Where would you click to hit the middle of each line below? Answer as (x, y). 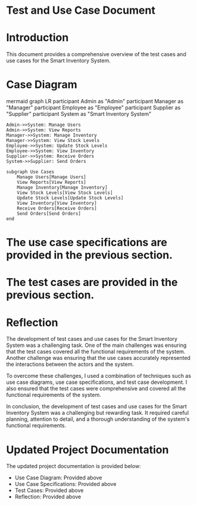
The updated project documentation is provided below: (74, 466)
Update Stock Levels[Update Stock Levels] (70, 198)
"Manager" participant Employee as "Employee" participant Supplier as (93, 107)
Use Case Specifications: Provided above (65, 484)
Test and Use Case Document (81, 10)
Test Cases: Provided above (49, 491)
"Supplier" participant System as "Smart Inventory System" (79, 114)
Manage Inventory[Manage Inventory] (62, 188)
